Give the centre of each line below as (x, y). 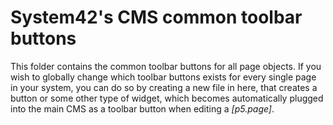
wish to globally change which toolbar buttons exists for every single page (163, 77)
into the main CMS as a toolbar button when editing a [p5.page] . (142, 108)
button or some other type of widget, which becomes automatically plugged (167, 98)
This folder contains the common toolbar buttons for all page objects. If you (166, 66)
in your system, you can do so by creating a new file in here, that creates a (164, 87)
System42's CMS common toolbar (156, 17)
